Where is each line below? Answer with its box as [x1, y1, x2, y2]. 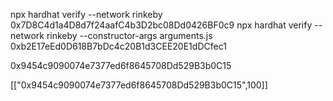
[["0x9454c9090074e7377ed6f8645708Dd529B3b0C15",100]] [10, 79, 268, 91]
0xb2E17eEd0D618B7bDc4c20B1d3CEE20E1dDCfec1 [10, 40, 227, 52]
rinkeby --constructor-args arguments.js [46, 30, 213, 41]
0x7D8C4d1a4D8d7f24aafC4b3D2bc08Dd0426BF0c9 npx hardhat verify [10, 19, 313, 31]
